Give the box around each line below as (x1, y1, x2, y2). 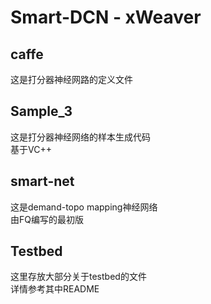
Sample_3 (10, 103, 73, 120)
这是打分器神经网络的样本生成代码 (10, 131, 151, 143)
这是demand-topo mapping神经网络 (10, 201, 158, 213)
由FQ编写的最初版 (10, 213, 84, 225)
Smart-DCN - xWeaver (10, 6, 202, 29)
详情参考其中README (10, 283, 100, 295)
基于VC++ (10, 143, 52, 155)
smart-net (10, 173, 75, 190)
